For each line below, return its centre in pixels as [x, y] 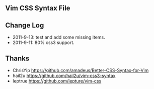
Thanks [17, 58]
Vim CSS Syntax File [38, 8]
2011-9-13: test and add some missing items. [59, 37]
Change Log [25, 25]
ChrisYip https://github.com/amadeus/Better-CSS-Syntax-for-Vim [81, 70]
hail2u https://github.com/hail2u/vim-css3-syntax [64, 76]
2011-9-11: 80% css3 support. [43, 42]
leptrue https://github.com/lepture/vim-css [57, 81]
